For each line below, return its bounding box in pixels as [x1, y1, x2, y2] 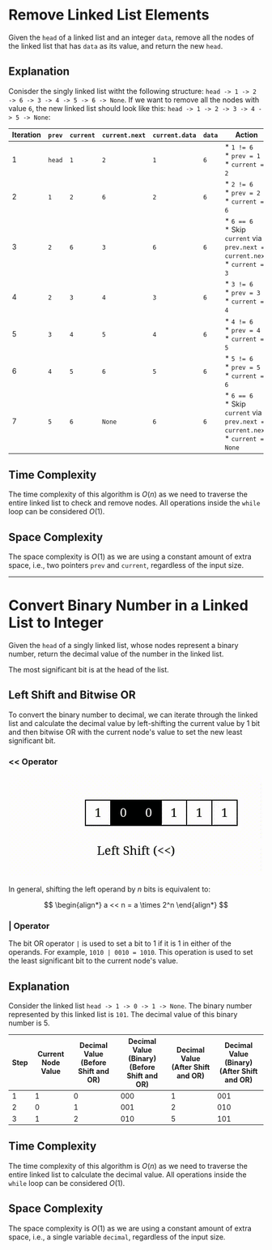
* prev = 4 [224, 324, 261, 334]
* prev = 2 [224, 187, 261, 197]
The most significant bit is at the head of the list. [8, 665, 170, 675]
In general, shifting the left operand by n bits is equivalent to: [8, 884, 211, 894]
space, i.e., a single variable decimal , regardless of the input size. [8, 1231, 226, 1242]
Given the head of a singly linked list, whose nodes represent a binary [8, 641, 239, 651]
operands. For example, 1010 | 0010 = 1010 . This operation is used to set [8, 947, 253, 957]
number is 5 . [8, 1018, 50, 1028]
